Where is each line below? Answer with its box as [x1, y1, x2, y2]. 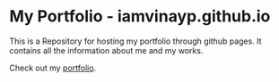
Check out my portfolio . [9, 62, 97, 73]
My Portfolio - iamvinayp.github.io [9, 6, 271, 27]
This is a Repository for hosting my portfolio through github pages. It [9, 36, 262, 46]
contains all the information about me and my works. [9, 45, 204, 55]
